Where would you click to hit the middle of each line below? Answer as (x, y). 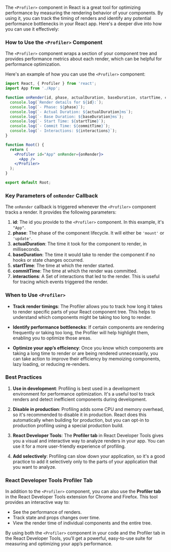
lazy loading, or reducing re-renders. (51, 364)
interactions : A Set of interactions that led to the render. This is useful (86, 277)
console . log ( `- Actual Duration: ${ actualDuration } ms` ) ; (72, 112)
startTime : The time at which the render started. (63, 266)
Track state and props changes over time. (56, 518)
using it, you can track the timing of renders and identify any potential (78, 18)
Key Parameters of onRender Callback (52, 195)
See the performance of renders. (47, 512)
